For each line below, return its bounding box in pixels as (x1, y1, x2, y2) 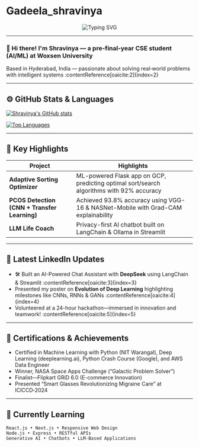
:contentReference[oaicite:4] (105, 292, 176, 299)
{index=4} (14, 298, 40, 305)
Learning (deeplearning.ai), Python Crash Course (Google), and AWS (14, 355, 184, 362)
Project (29, 161, 50, 170)
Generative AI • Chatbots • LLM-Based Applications (6, 436, 136, 442)
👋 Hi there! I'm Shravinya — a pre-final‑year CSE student (6, 44, 172, 52)
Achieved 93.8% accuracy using (76, 196, 168, 204)
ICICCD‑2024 (14, 387, 48, 394)
